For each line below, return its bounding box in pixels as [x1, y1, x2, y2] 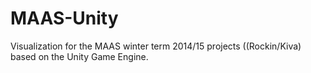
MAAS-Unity [10, 7, 119, 30]
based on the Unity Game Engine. [10, 50, 149, 62]
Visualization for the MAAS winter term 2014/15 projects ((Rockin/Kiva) [10, 40, 302, 52]
